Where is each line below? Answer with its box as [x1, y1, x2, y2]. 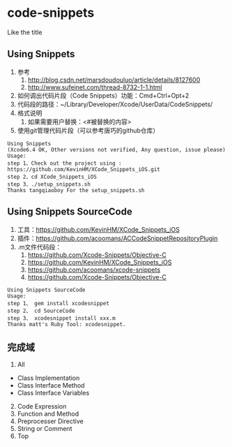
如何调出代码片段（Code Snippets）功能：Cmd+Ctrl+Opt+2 [17, 91, 190, 99]
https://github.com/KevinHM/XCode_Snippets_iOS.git [7, 166, 160, 173]
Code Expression [17, 402, 67, 411]
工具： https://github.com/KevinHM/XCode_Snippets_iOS [17, 225, 180, 233]
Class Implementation [17, 374, 80, 382]
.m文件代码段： [17, 242, 62, 251]
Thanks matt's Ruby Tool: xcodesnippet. [7, 321, 127, 328]
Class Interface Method [17, 381, 85, 390]
